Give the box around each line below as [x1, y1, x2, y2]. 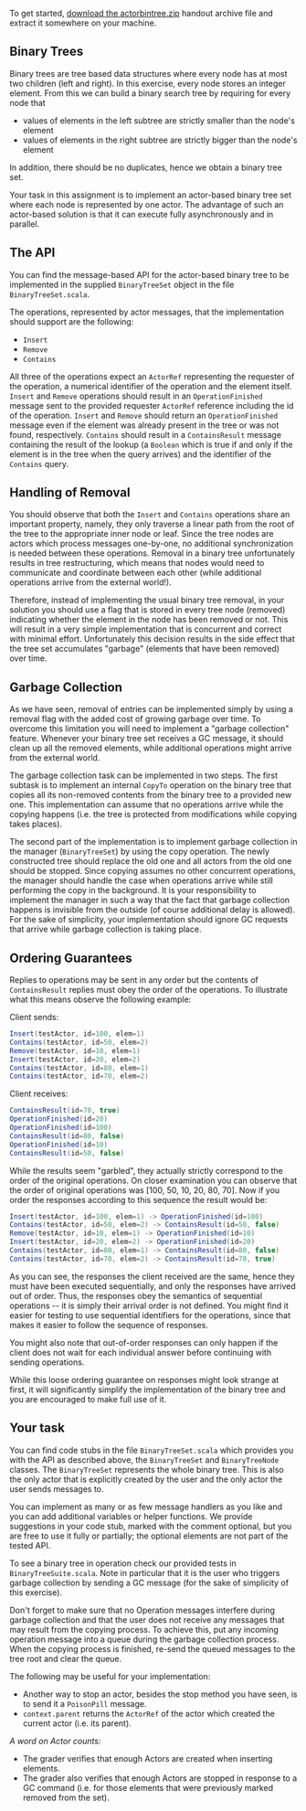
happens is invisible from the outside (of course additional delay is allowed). [9, 904, 295, 915]
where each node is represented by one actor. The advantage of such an [9, 198, 284, 209]
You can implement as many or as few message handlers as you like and [9, 1501, 283, 1512]
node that [9, 97, 46, 108]
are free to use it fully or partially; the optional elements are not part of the [9, 1530, 289, 1541]
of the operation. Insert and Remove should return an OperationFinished [9, 410, 279, 421]
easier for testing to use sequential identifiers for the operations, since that [9, 1309, 290, 1320]
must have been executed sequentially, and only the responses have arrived [9, 1280, 296, 1292]
